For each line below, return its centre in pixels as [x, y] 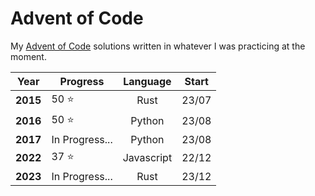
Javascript [147, 158]
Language [147, 81]
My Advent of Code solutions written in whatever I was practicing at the [158, 46]
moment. [28, 56]
